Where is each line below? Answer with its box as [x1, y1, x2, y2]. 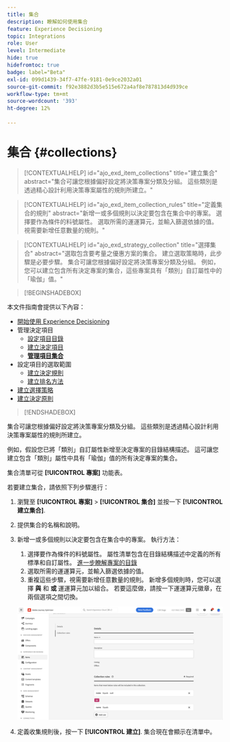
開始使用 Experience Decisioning [16, 317, 110, 325]
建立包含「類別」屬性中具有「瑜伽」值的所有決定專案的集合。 [7, 454, 181, 462]
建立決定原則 [16, 394, 53, 402]
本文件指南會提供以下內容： [7, 302, 86, 311]
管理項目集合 [27, 351, 64, 360]
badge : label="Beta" [7, 69, 66, 75]
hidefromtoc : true [7, 62, 60, 69]
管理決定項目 [16, 325, 53, 334]
